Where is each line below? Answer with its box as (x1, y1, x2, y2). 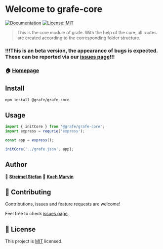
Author (5, 160, 27, 169)
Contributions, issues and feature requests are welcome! (5, 201, 121, 207)
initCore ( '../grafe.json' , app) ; (5, 146, 74, 152)
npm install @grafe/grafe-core (5, 97, 70, 102)
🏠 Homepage (5, 67, 40, 74)
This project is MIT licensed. (5, 238, 63, 244)
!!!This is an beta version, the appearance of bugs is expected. (5, 47, 158, 54)
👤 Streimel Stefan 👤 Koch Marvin (5, 174, 74, 180)
